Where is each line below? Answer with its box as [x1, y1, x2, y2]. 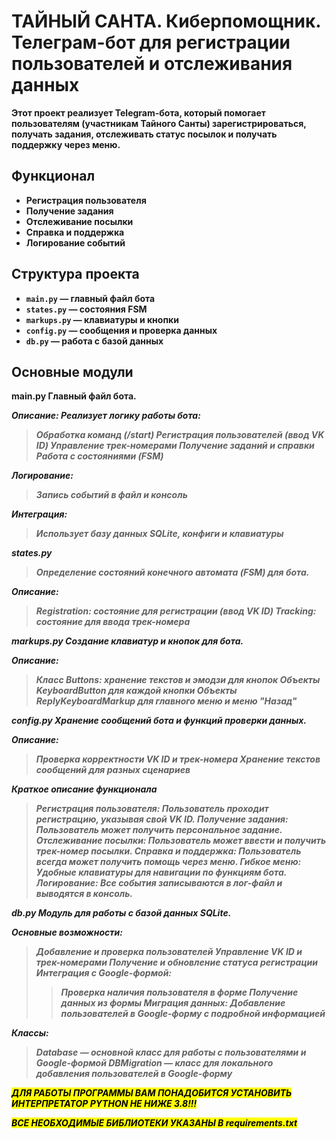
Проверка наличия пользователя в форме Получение [60, 986, 299, 999]
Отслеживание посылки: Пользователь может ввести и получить [35, 835, 327, 847]
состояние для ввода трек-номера [35, 616, 191, 628]
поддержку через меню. [11, 138, 121, 150]
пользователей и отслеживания [11, 53, 293, 75]
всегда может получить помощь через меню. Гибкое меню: [35, 856, 302, 868]
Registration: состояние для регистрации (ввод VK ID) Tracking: [35, 605, 317, 617]
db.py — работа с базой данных [25, 335, 164, 347]
